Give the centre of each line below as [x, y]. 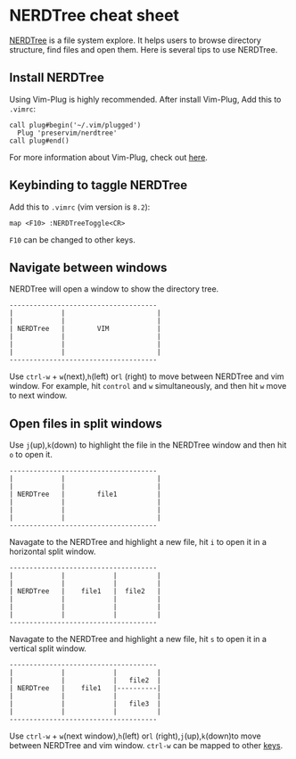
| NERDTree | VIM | [86, 329]
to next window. [38, 396]
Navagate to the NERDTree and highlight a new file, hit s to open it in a [138, 639]
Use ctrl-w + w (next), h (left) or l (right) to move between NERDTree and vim [147, 376]
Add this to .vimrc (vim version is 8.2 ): [80, 207]
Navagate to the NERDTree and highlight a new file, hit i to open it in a [138, 542]
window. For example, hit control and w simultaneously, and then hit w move [148, 386]
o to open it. [31, 455]
